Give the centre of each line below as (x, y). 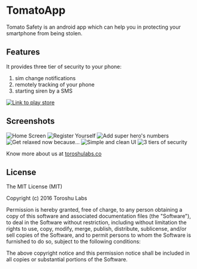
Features (23, 52)
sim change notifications (45, 78)
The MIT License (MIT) (34, 187)
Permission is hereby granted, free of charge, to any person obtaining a (94, 210)
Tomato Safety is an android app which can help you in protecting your (94, 27)
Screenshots (31, 121)
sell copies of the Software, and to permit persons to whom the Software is (99, 235)
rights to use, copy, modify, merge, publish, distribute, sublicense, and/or (96, 229)
